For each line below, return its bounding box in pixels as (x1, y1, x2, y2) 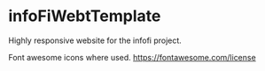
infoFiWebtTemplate (8, 6, 161, 26)
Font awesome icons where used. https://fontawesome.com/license (8, 52, 256, 62)
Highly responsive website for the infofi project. (8, 35, 183, 46)
